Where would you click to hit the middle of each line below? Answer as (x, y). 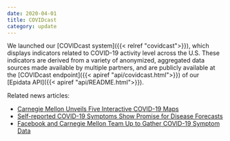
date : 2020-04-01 (32, 13)
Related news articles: (39, 96)
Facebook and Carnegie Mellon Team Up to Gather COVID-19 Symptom (118, 124)
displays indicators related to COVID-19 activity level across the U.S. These (114, 53)
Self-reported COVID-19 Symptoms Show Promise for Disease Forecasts (120, 116)
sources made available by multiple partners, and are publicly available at (111, 68)
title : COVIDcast (32, 20)
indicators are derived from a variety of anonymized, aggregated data (106, 61)
